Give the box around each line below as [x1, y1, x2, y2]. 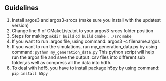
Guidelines [4, 4, 39, 12]
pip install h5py [11, 71, 48, 76]
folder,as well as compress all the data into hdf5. [11, 59, 112, 65]
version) [11, 22, 29, 28]
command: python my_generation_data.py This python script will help [11, 49, 154, 55]
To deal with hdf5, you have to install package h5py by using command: [11, 65, 160, 71]
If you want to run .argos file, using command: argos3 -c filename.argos [11, 38, 160, 44]
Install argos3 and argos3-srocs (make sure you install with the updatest [11, 17, 161, 23]
